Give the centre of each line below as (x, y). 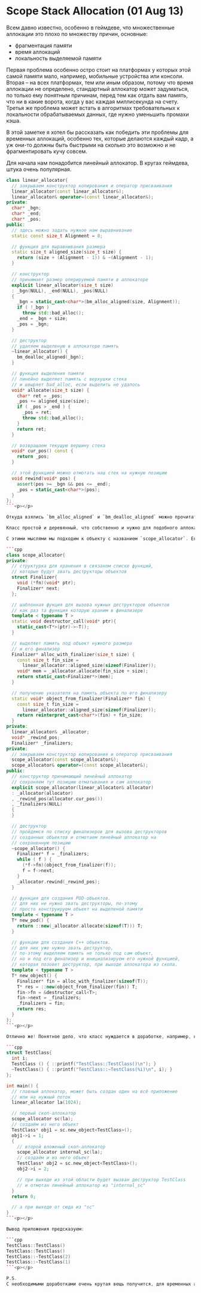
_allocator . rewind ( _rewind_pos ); (59, 882)
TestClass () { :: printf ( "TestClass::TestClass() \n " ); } (84, 1064)
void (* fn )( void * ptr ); (47, 583)
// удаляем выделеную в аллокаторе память (65, 346)
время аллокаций (37, 51)
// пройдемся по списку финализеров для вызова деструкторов (89, 832)
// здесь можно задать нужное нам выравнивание (72, 230)
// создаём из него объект (45, 1125)
